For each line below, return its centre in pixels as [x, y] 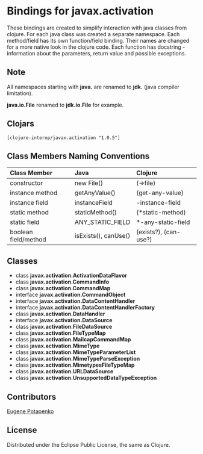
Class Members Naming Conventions [78, 156]
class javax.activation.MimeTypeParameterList [76, 352]
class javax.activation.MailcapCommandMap [73, 340]
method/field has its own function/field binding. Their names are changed [98, 40]
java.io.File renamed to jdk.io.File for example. [65, 105]
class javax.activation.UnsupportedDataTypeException [86, 378]
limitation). [20, 93]
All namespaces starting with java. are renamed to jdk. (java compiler [93, 87]
